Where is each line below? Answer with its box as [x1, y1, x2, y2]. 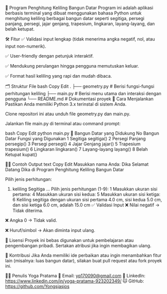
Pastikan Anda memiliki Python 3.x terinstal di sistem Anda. [5, 101, 127, 107]
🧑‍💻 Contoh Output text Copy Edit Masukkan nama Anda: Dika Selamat [5, 161, 149, 167]
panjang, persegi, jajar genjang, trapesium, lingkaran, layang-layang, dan [5, 21, 155, 27]
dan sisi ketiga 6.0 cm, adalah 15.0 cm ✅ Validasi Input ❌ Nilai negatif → [12, 202, 160, 208]
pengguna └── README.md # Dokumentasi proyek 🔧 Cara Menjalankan [5, 96, 154, 102]
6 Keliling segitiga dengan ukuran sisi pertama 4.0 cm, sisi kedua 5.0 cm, [12, 197, 162, 202]
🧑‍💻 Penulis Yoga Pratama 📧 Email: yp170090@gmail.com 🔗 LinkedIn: [5, 273, 146, 278]
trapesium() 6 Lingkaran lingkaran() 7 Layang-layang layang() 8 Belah [5, 146, 148, 152]
